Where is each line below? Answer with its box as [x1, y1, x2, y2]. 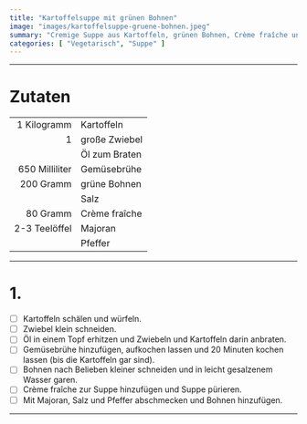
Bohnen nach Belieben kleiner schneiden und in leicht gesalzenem [22, 364, 273, 375]
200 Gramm [19, 178, 72, 191]
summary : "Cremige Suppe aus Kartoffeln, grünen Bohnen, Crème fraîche [9, 30, 288, 39]
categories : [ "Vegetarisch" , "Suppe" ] [9, 38, 166, 48]
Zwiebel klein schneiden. [22, 324, 117, 335]
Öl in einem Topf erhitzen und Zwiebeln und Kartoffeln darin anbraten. [22, 334, 287, 345]
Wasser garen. [22, 375, 78, 386]
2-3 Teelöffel [14, 222, 72, 235]
